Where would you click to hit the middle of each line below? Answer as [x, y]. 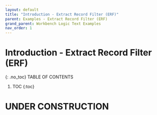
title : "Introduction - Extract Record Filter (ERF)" [62, 14]
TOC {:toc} [23, 87]
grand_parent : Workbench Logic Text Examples [53, 24]
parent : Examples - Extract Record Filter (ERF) [56, 19]
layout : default [22, 10]
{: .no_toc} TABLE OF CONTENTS [39, 77]
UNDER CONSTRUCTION [57, 107]
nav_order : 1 [19, 28]
